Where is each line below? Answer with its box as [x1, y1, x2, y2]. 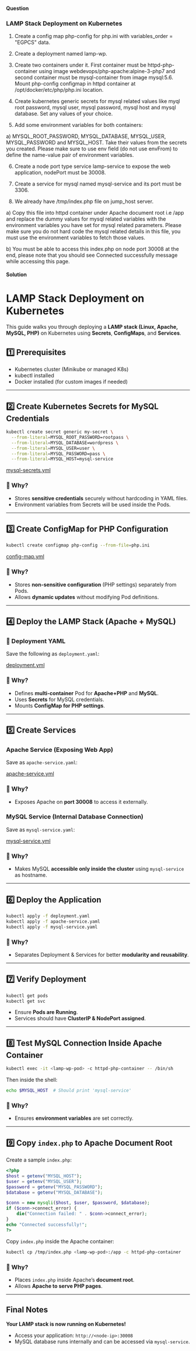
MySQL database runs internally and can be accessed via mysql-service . [14, 1338, 190, 1345]
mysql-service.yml [6, 837, 51, 844]
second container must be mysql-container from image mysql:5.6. [14, 74, 173, 81]
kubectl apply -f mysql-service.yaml [6, 924, 98, 930]
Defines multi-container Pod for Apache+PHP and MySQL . [14, 689, 159, 696]
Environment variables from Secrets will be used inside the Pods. [14, 501, 171, 508]
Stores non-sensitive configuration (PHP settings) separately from [14, 581, 177, 588]
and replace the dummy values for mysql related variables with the [6, 215, 166, 222]
